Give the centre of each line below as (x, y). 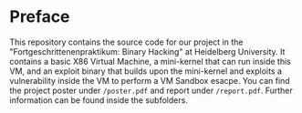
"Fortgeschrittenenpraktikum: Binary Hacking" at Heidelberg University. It (147, 51)
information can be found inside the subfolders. (99, 100)
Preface (40, 17)
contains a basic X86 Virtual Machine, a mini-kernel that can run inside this (151, 61)
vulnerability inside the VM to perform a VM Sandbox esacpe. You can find (150, 80)
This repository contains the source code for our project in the (126, 42)
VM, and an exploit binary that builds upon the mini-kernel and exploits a (146, 71)
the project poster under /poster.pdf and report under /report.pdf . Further (151, 90)
